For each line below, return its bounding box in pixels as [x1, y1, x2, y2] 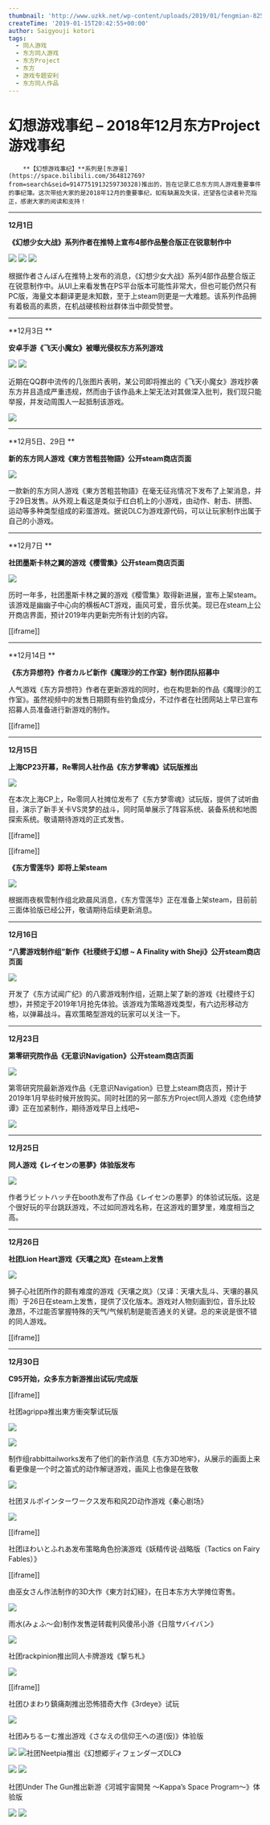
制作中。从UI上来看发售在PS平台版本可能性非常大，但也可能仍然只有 [29, 281, 257, 291]
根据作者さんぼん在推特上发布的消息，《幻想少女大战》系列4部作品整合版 [8, 271, 249, 281]
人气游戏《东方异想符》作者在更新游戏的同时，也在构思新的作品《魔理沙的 [8, 685, 255, 695]
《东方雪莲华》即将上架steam [8, 863, 108, 873]
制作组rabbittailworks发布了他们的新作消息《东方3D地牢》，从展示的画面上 [8, 1454, 254, 1464]
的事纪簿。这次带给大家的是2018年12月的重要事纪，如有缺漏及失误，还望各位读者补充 [8, 189, 252, 197]
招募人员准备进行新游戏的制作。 [8, 705, 114, 715]
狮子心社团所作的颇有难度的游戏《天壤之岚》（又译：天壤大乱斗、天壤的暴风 [8, 1286, 259, 1296]
